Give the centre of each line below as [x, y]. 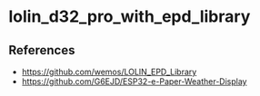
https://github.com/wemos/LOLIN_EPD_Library [109, 72]
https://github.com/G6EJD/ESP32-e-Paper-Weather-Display [134, 82]
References [42, 50]
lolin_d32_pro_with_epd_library [130, 17]
